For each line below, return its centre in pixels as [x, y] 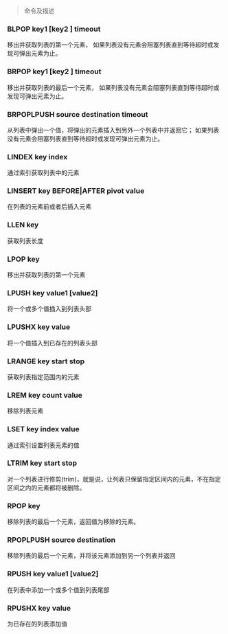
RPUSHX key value [39, 608]
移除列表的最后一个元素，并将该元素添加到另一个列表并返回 [91, 556]
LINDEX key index [37, 157]
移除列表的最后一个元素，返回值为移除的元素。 [73, 522]
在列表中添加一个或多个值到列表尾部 [58, 589]
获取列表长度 [25, 240]
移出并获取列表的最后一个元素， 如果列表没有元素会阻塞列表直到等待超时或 [113, 87]
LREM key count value [45, 395]
